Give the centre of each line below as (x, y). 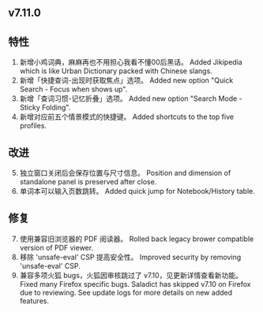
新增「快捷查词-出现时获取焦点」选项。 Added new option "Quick (126, 80)
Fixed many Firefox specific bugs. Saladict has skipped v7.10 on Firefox (135, 284)
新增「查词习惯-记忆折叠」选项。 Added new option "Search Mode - (131, 98)
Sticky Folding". (45, 108)
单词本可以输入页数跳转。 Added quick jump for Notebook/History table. (137, 191)
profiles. (33, 126)
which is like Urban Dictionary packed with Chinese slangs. (116, 71)
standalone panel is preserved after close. (88, 182)
